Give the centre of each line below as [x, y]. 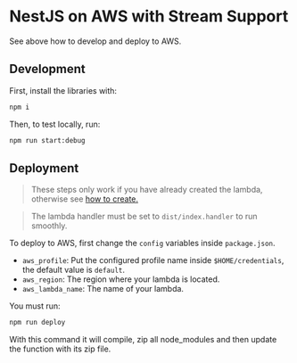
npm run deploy [37, 323]
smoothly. [49, 226]
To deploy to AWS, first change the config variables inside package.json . [142, 243]
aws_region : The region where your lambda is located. [121, 279]
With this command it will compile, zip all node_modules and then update [143, 340]
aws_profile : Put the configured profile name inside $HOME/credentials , [153, 260]
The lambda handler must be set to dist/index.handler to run [144, 217]
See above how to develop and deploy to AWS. [95, 41]
